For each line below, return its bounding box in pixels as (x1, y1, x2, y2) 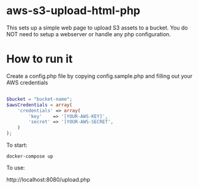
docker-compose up (6, 153, 53, 160)
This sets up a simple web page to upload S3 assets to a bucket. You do (6, 24, 188, 31)
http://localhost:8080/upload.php (6, 176, 91, 183)
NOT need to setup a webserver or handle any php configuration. (6, 30, 171, 37)
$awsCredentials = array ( (6, 102, 72, 108)
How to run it (6, 52, 73, 66)
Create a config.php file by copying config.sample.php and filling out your (6, 72, 193, 80)
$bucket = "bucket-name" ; (6, 96, 72, 102)
